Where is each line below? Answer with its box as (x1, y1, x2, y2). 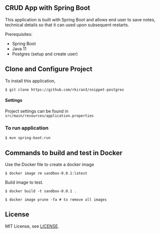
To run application (5, 125, 49, 131)
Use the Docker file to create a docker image (5, 161, 94, 167)
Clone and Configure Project (5, 65, 93, 73)
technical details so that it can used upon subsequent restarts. (5, 22, 130, 28)
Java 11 (12, 46, 27, 51)
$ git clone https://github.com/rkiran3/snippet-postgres (5, 87, 124, 92)
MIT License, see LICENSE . (5, 223, 59, 229)
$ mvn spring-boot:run (5, 136, 51, 140)
